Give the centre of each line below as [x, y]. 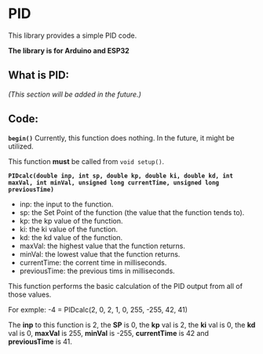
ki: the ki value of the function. [69, 229]
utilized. [21, 146]
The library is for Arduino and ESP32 [69, 50]
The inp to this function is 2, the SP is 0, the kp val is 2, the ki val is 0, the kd [132, 325]
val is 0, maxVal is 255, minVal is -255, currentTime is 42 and [109, 333]
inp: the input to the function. [66, 204]
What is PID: [38, 75]
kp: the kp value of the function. [71, 221]
